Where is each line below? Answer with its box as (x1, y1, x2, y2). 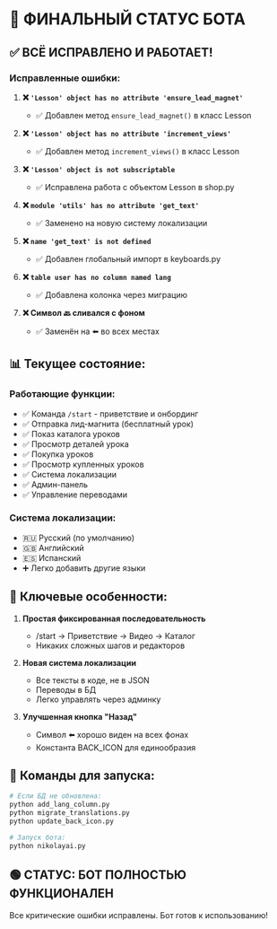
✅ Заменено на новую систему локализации (35, 217, 208, 228)
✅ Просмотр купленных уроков (22, 459, 145, 469)
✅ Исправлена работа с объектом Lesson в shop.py (35, 181, 235, 192)
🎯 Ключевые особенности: (9, 589, 168, 605)
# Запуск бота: (9, 833, 66, 842)
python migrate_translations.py (9, 809, 130, 818)
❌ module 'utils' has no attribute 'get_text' (22, 199, 200, 210)
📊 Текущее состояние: (9, 356, 146, 372)
